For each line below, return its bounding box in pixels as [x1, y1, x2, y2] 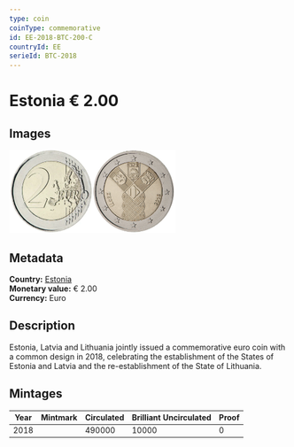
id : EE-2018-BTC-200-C [9, 33, 93, 42]
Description [9, 319, 75, 334]
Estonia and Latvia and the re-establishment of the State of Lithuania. [9, 360, 262, 371]
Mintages [9, 386, 63, 402]
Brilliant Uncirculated [131, 412, 212, 423]
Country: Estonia [9, 274, 73, 284]
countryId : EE [9, 42, 62, 51]
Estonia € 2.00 [9, 91, 120, 111]
